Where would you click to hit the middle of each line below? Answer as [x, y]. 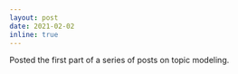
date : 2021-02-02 [42, 26]
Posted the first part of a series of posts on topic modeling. [119, 60]
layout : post [34, 18]
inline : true [34, 34]
